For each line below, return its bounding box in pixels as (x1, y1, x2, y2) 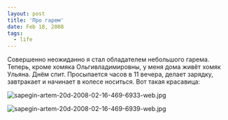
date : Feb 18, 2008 (7, 23, 64, 30)
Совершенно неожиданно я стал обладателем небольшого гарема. (7, 55, 210, 63)
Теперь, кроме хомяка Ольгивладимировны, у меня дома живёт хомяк (7, 63, 222, 71)
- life (13, 36, 33, 43)
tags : (7, 29, 23, 37)
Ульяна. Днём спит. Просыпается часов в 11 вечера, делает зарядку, (7, 70, 213, 79)
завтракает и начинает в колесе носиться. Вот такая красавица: (7, 77, 201, 86)
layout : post (7, 10, 45, 17)
